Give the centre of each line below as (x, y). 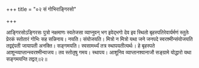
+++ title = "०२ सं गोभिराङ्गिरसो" (41, 9)
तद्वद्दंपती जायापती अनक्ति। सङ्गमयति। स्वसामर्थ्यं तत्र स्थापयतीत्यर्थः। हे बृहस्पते (81, 46)
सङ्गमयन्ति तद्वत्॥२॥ (27, 59)
